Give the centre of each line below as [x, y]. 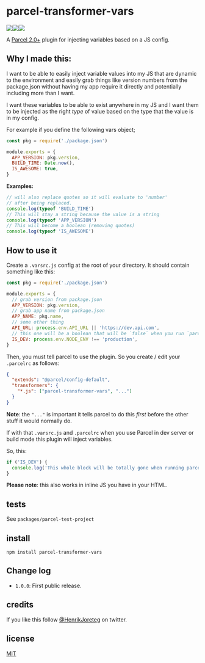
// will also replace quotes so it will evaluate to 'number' [87, 197]
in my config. [23, 118]
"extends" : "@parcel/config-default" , [61, 380]
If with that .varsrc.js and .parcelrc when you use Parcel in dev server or [100, 432]
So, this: [17, 451]
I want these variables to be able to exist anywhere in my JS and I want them [103, 104]
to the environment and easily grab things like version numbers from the [97, 80]
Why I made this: [39, 59]
